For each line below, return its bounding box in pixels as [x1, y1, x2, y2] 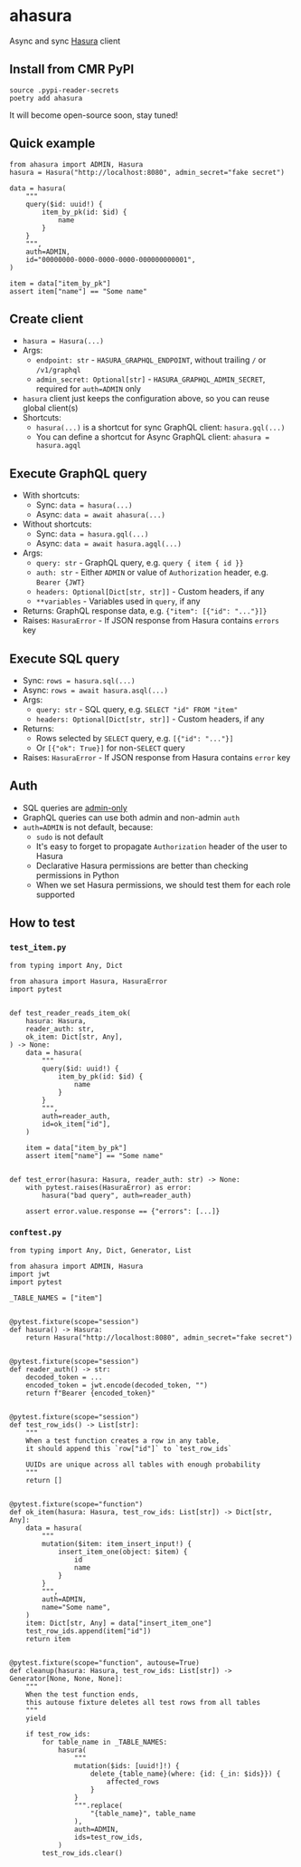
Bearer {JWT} [35, 578, 86, 587]
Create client [9, 311, 84, 326]
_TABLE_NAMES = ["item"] [9, 1293, 103, 1302]
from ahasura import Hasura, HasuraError [9, 976, 168, 986]
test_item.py [9, 943, 67, 953]
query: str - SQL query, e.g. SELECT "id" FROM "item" [35, 704, 239, 714]
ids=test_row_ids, [73, 1833, 144, 1842]
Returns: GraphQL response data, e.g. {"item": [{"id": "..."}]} [22, 605, 268, 616]
